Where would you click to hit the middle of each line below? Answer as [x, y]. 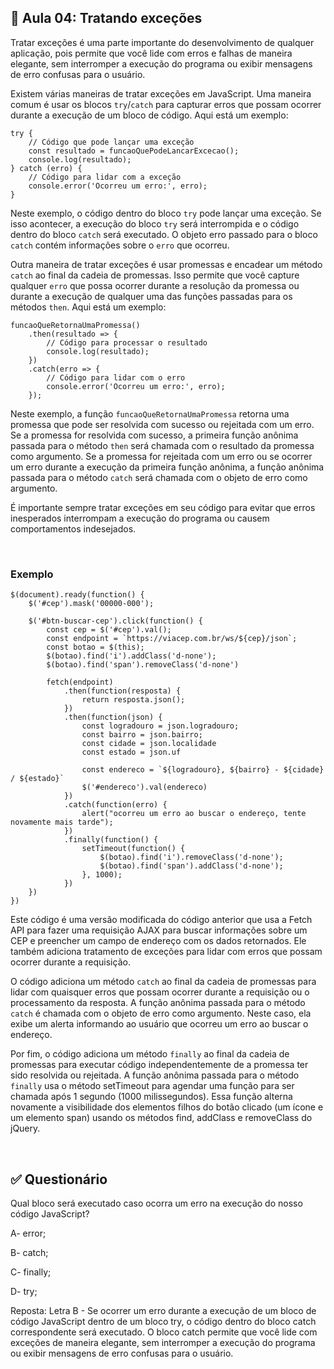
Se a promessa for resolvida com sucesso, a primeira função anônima [154, 435]
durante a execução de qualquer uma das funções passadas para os [151, 296]
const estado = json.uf [131, 752]
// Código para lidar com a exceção [105, 177]
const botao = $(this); [95, 647]
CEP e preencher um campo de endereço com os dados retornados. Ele [158, 941]
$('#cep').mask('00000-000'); [91, 604]
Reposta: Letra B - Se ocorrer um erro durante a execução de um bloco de [163, 1310]
